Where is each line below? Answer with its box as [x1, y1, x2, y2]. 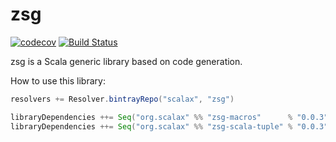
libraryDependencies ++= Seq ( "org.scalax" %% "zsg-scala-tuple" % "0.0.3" [10, 121, 329, 132]
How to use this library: [10, 74, 106, 87]
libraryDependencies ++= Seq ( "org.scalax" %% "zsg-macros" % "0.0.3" [10, 112, 329, 122]
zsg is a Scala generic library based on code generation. [10, 55, 243, 67]
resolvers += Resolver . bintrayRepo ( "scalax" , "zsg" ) [10, 94, 235, 104]
